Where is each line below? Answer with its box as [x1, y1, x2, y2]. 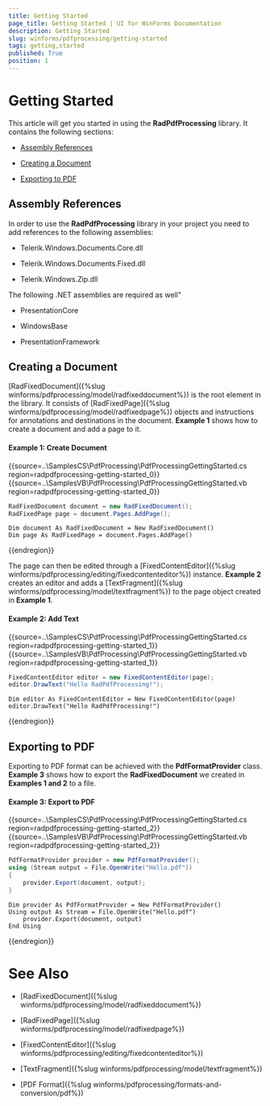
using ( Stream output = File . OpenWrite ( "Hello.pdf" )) [8, 864, 193, 872]
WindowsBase [19, 320, 69, 331]
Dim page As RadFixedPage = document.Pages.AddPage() [8, 531, 193, 539]
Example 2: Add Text [8, 614, 79, 623]
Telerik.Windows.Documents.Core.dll [19, 243, 143, 253]
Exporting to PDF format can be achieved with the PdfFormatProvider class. [8, 761, 263, 771]
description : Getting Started [8, 27, 110, 35]
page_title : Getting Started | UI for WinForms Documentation [8, 19, 222, 27]
